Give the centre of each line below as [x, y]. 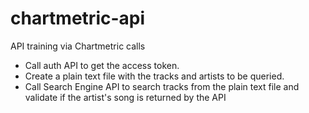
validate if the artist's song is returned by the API [125, 97]
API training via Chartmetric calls [78, 46]
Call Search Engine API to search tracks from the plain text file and [162, 86]
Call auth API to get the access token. [102, 65]
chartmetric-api [78, 18]
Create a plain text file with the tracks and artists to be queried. [154, 76]
